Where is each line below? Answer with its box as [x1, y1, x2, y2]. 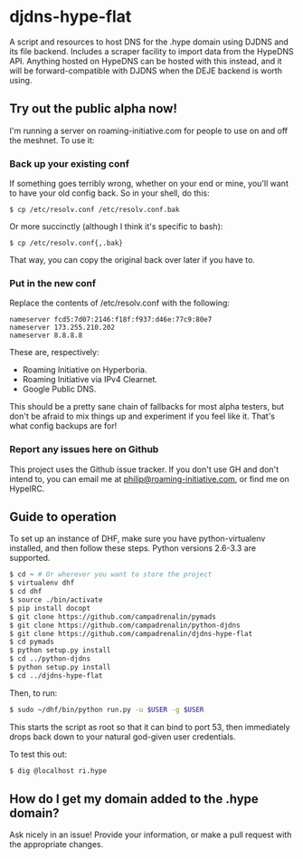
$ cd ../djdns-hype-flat [9, 671, 103, 680]
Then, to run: [9, 687, 58, 699]
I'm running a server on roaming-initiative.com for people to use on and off [9, 125, 289, 136]
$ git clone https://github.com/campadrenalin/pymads [9, 612, 217, 622]
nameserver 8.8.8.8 [9, 331, 83, 341]
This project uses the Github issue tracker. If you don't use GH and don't [9, 464, 279, 475]
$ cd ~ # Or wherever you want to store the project [9, 570, 213, 579]
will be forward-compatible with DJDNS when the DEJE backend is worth [9, 65, 283, 76]
